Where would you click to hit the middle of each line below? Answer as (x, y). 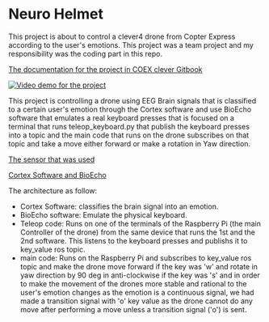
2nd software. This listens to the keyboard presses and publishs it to (134, 240)
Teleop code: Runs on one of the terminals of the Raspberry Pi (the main (140, 223)
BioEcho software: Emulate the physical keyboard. (103, 214)
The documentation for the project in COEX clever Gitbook (105, 69)
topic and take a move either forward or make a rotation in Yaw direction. (130, 143)
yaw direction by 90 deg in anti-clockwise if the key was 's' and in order (140, 275)
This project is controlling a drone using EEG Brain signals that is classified (132, 100)
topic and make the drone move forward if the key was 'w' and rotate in (139, 266)
